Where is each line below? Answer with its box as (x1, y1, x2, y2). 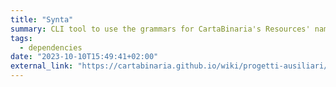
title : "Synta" (10, 14, 74, 25)
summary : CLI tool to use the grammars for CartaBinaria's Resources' (10, 24, 311, 34)
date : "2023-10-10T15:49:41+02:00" (10, 52, 159, 62)
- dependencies (19, 42, 83, 53)
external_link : (10, 61, 74, 71)
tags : (10, 33, 33, 43)
